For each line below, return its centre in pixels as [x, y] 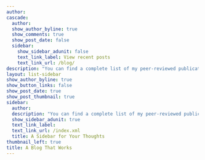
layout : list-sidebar [34, 74]
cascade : [17, 18]
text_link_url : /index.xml [46, 131]
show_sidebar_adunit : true [46, 119]
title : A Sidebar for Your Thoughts [58, 137]
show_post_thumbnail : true [41, 97]
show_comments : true [38, 35]
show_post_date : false [41, 40]
